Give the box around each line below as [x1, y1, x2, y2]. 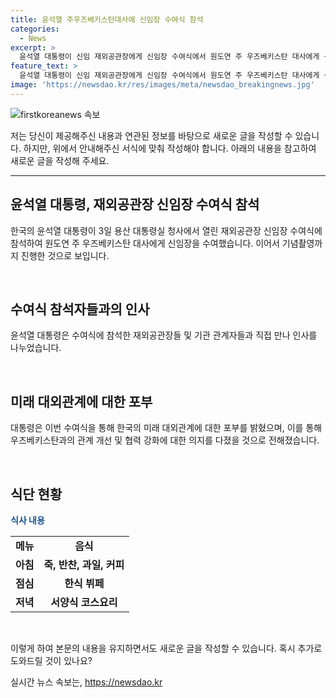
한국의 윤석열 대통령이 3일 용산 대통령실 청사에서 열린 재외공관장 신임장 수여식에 [10, 224, 323, 236]
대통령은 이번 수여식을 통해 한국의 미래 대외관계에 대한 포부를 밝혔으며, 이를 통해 [10, 422, 323, 434]
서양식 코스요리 [50, 596, 118, 609]
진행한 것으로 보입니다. [20, 249, 110, 261]
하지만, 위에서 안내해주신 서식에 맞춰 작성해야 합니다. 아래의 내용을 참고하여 [23, 142, 317, 154]
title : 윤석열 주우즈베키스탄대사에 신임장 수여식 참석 [10, 14, 204, 25]
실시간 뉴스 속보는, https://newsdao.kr [10, 676, 163, 688]
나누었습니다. [10, 342, 62, 354]
